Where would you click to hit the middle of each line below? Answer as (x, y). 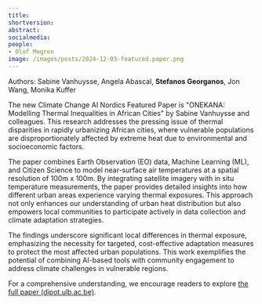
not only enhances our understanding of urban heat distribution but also (125, 203)
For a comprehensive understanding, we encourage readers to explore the (128, 284)
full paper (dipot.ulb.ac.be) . (52, 291)
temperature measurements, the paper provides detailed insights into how (128, 186)
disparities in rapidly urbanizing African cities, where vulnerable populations (131, 129)
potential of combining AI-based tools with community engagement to (121, 260)
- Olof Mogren (31, 52)
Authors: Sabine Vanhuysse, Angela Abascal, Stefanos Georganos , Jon (124, 81)
